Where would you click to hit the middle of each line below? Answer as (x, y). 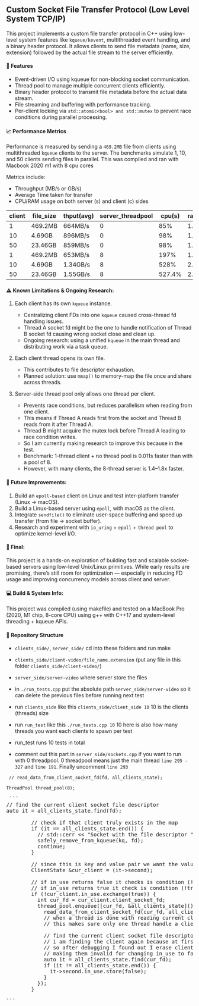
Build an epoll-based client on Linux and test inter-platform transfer (97, 496)
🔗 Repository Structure (35, 635)
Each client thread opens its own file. (60, 358)
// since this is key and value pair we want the (105, 864)
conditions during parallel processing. (61, 117)
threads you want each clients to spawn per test (73, 731)
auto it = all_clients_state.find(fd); (64, 811)
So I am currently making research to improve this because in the (103, 443)
